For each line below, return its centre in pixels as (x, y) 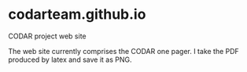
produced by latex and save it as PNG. (70, 59)
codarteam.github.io (77, 14)
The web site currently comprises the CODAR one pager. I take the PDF (124, 51)
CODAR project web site (47, 36)
